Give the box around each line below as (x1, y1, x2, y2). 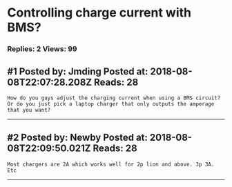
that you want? (7, 106, 51, 113)
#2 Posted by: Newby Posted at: (7, 132, 148, 144)
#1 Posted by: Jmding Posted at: (7, 66, 148, 77)
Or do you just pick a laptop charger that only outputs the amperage (7, 100, 215, 108)
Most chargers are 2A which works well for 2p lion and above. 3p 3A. (7, 161, 215, 168)
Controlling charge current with (7, 5, 192, 21)
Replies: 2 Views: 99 (7, 44, 77, 54)
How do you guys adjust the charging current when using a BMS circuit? (7, 95, 221, 101)
